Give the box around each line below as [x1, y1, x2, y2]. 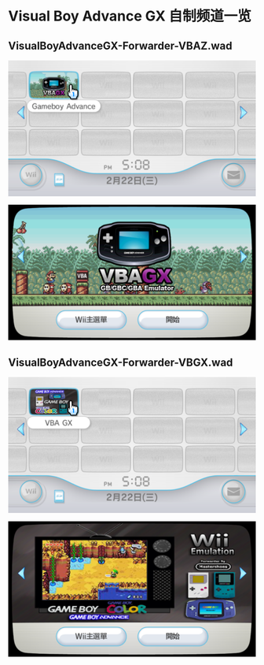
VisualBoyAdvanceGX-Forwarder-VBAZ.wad [8, 39, 233, 52]
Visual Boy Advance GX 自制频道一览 [8, 7, 251, 25]
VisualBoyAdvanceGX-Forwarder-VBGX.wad [8, 355, 233, 369]
